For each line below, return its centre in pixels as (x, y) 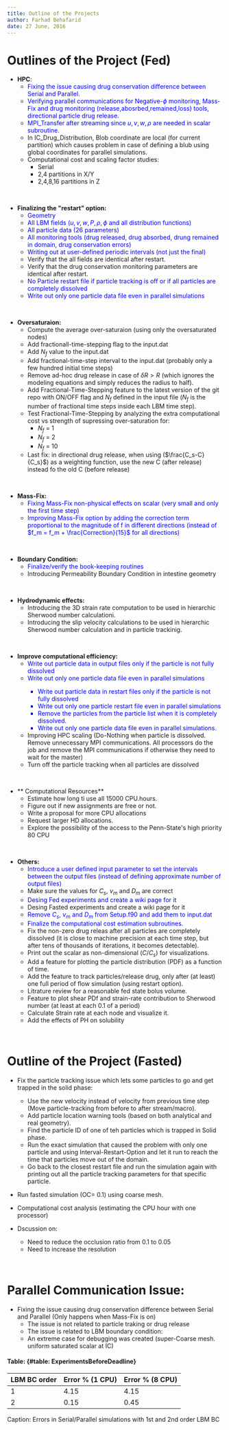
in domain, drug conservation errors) (79, 245)
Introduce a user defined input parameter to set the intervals (112, 869)
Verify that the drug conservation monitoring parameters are (112, 267)
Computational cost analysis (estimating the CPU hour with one (107, 1208)
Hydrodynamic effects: (51, 601)
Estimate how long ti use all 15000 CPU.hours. (92, 799)
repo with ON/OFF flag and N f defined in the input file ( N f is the (116, 398)
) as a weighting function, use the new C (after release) (124, 462)
